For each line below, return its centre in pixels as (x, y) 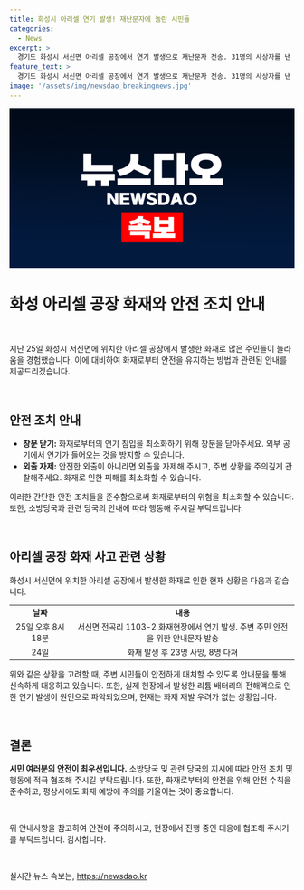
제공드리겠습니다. (40, 372)
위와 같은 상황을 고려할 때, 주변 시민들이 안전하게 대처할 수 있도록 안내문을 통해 (148, 674)
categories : (32, 28)
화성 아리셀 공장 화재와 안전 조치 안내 (137, 304)
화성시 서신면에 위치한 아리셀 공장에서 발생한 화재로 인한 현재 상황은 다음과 (141, 580)
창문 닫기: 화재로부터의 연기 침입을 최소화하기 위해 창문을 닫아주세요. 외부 (152, 444)
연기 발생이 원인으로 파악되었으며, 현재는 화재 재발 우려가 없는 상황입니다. (148, 696)
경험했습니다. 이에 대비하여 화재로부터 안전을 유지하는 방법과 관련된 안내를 (157, 360)
